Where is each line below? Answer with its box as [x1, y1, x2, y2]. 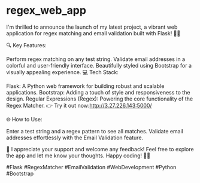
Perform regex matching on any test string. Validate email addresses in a [6, 55, 186, 63]
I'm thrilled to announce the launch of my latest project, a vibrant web [6, 23, 178, 30]
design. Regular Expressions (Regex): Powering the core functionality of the [6, 95, 193, 102]
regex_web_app [6, 4, 87, 17]
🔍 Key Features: [6, 41, 47, 48]
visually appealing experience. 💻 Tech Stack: [6, 68, 119, 75]
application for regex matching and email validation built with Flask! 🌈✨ [6, 29, 181, 36]
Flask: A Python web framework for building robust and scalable [6, 82, 165, 90]
